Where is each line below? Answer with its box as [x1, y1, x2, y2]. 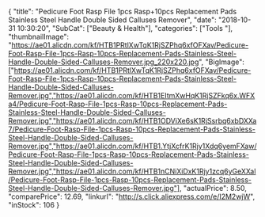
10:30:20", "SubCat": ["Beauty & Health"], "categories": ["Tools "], [17, 24, 233, 32]
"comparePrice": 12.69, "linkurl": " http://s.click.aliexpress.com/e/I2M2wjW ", [8, 192, 256, 201]
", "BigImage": [199, 57, 245, 67]
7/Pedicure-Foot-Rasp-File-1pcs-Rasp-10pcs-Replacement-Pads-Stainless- [8, 124, 256, 134]
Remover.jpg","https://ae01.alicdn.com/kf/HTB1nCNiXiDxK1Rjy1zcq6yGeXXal [8, 166, 256, 176]
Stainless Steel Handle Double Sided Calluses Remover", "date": [8, 15, 218, 25]
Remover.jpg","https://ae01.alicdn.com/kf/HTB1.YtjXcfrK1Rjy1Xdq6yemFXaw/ [8, 142, 257, 150]
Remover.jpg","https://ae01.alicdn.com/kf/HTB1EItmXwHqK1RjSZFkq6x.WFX [8, 91, 256, 100]
